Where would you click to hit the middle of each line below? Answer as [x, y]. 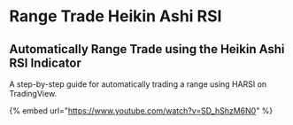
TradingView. [33, 94]
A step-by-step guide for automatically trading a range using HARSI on [138, 84]
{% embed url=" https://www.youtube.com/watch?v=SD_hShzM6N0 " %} [141, 111]
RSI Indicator [45, 62]
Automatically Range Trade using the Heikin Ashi [147, 49]
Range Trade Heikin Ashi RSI [116, 16]
